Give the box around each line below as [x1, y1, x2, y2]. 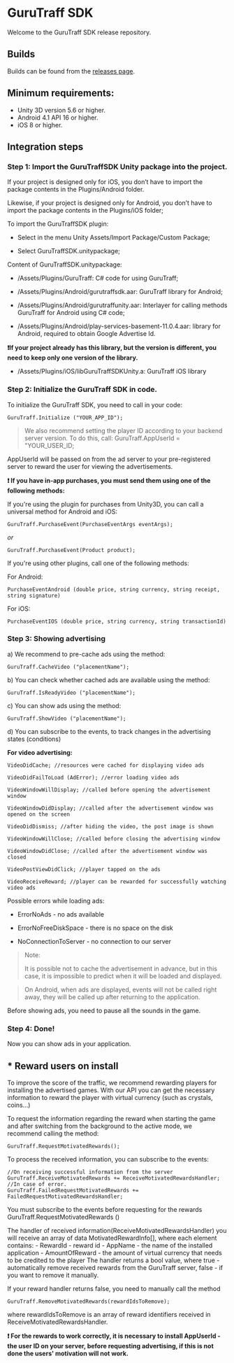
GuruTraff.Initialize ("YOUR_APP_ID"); [7, 414, 124, 421]
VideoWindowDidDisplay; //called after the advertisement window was [7, 805, 214, 812]
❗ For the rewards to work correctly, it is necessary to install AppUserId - [7, 1332, 221, 1340]
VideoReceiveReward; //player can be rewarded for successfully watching [7, 878, 227, 885]
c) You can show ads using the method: [7, 701, 122, 709]
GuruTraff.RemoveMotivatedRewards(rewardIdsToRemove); [7, 1298, 170, 1305]
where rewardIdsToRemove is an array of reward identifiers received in [7, 1310, 211, 1318]
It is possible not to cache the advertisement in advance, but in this [24, 964, 218, 973]
